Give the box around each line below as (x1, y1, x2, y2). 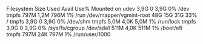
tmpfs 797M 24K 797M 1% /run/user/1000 (6, 31, 111, 38)
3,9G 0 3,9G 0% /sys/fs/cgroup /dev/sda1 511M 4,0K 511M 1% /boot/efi (6, 24, 183, 31)
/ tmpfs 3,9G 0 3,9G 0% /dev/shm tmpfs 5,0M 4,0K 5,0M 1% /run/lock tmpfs (6, 18, 196, 25)
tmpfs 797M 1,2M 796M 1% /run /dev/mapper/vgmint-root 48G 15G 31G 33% (6, 11, 198, 19)
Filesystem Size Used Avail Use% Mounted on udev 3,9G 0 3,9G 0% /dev (6, 5, 190, 12)
